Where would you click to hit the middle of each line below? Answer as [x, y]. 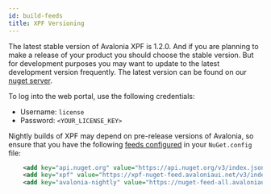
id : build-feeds [35, 16]
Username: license [52, 111]
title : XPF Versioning [46, 23]
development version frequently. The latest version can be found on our [128, 72]
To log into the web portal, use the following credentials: [102, 96]
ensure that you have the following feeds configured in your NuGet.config [130, 144]
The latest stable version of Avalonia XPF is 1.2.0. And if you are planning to [134, 46]
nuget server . [31, 80]
